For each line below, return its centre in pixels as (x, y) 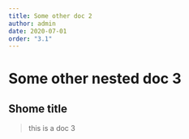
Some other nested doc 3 (95, 79)
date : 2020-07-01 (38, 31)
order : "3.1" (30, 39)
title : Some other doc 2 (50, 16)
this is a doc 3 (52, 128)
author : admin (32, 24)
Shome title (38, 109)
